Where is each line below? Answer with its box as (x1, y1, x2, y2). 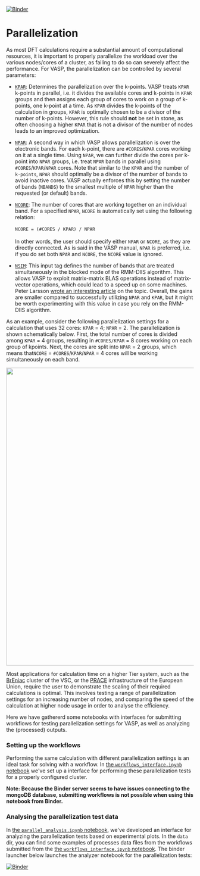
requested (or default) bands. (14, 189, 87, 197)
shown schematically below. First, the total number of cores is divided (6, 331, 177, 338)
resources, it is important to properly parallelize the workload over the (6, 52, 177, 60)
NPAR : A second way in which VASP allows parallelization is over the (14, 139, 180, 146)
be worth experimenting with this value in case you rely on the (14, 300, 168, 307)
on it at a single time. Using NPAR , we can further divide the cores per (14, 151, 183, 158)
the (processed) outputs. (6, 726, 67, 733)
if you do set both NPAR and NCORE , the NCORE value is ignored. (14, 250, 164, 257)
